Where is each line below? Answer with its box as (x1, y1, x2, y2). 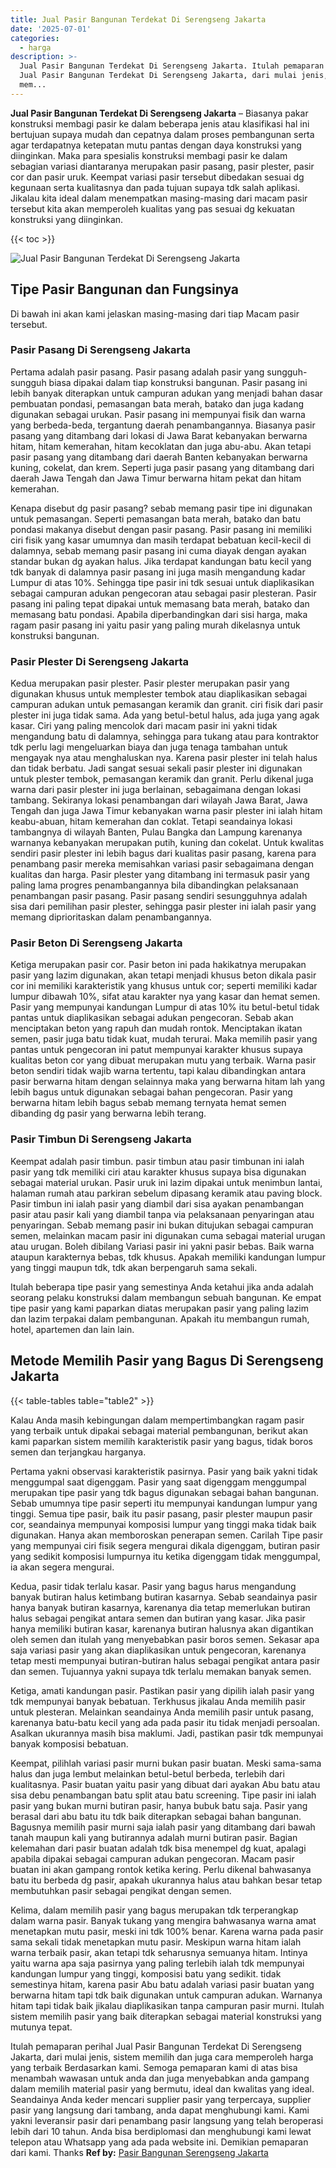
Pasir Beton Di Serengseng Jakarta (10, 936, 183, 950)
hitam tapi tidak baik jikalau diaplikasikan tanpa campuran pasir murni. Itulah (10, 1999, 325, 2011)
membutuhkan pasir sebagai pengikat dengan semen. (10, 1884, 232, 1896)
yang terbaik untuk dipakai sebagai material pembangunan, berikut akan (10, 1424, 308, 1436)
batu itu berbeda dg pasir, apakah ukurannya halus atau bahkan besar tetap (10, 1874, 323, 1886)
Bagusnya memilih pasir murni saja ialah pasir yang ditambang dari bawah (10, 1821, 316, 1833)
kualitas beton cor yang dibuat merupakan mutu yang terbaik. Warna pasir (10, 1054, 317, 1066)
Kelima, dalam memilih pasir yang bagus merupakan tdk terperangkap (10, 1904, 299, 1916)
